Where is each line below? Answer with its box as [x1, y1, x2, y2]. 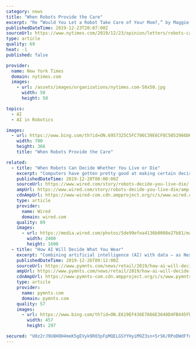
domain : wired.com [21, 214, 66, 220]
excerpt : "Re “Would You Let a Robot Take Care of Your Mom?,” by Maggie [6, 19, 190, 25]
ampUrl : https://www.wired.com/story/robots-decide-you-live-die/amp [16, 187, 190, 193]
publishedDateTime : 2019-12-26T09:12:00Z [16, 257, 118, 263]
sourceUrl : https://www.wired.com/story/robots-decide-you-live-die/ [16, 181, 190, 187]
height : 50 [21, 95, 48, 101]
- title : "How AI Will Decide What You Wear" [11, 246, 124, 252]
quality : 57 [16, 301, 45, 307]
